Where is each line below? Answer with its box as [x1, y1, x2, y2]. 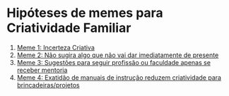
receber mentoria [16, 66, 68, 74]
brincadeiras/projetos [16, 80, 80, 89]
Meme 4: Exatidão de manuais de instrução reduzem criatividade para [16, 73, 222, 82]
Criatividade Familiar [6, 20, 131, 36]
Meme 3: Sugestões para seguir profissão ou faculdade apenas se [16, 58, 211, 66]
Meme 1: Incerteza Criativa [16, 43, 95, 52]
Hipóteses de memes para [6, 5, 163, 21]
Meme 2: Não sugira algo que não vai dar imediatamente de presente [16, 51, 219, 59]
